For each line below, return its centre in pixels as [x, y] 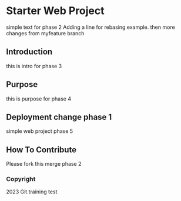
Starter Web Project [55, 11]
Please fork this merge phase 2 [44, 164]
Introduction [29, 52]
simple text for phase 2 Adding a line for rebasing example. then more [90, 27]
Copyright [21, 179]
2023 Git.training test [32, 192]
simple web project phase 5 [40, 131]
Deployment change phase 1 [59, 117]
